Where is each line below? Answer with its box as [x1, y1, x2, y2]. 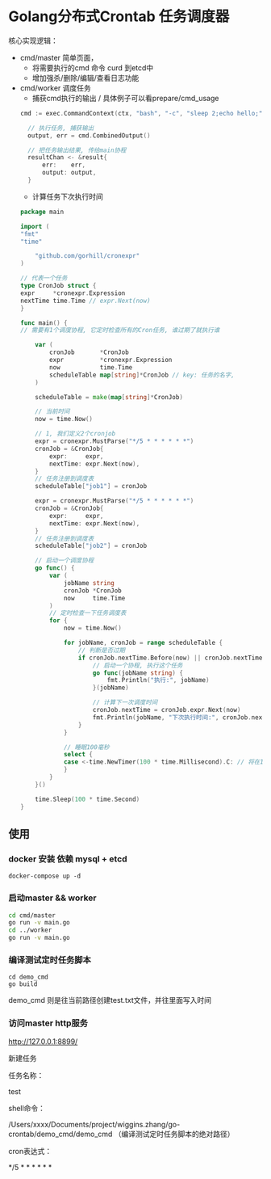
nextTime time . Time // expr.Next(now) [19, 297, 151, 305]
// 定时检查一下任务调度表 [49, 609, 127, 617]
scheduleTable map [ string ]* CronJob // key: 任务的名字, [49, 371, 236, 379]
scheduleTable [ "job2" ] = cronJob [35, 542, 148, 550]
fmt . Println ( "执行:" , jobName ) [106, 676, 210, 684]
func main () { [19, 318, 68, 327]
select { [63, 751, 93, 759]
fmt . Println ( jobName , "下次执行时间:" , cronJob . [92, 713, 252, 722]
